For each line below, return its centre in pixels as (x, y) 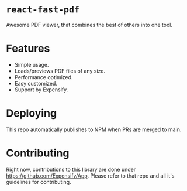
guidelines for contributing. (39, 182)
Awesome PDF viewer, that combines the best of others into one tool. (89, 25)
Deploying (32, 113)
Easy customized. (36, 83)
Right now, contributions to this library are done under (71, 169)
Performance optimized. (44, 77)
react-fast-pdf (43, 10)
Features (28, 49)
